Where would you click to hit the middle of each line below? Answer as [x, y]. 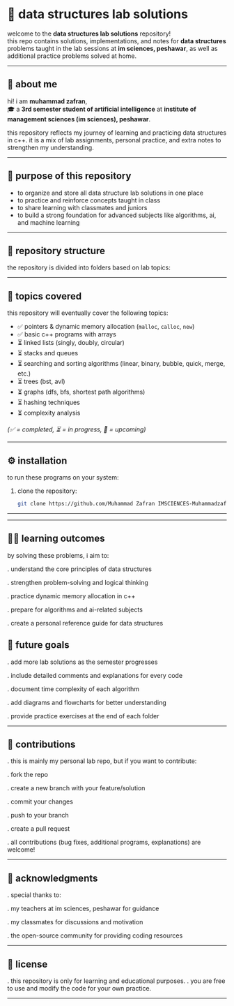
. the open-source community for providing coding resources [95, 935]
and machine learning [48, 222]
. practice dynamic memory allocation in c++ [71, 596]
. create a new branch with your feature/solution [76, 788]
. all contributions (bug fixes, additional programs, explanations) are [104, 842]
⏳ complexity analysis [49, 413]
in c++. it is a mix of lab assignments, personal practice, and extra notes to [114, 140]
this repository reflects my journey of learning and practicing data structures [117, 133]
